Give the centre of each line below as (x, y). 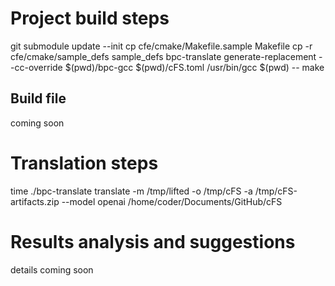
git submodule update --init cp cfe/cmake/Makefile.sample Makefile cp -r (161, 46)
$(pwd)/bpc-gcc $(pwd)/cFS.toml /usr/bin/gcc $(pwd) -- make (194, 67)
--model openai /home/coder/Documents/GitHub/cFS (172, 201)
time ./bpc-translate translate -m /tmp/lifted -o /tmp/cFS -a (131, 191)
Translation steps (84, 163)
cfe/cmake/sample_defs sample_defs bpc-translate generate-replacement (163, 56)
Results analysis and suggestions (153, 241)
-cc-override (36, 67)
